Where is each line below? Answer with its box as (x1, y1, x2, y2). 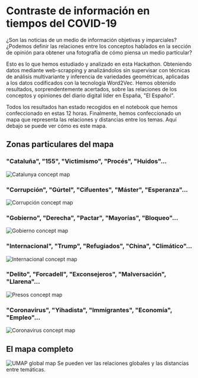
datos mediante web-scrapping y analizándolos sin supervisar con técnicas (6, 66, 190, 73)
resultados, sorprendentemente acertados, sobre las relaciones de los (6, 85, 177, 92)
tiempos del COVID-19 (6, 17, 117, 30)
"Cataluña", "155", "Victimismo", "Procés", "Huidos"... (6, 157, 167, 165)
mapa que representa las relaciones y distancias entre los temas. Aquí (6, 116, 177, 123)
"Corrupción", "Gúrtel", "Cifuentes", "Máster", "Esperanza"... (6, 185, 188, 194)
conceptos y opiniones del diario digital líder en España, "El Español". (6, 92, 176, 99)
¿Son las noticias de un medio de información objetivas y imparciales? (6, 36, 177, 43)
